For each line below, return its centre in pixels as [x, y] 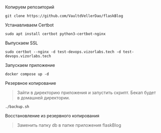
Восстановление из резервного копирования [52, 116]
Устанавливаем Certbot [30, 25]
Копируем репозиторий [30, 7]
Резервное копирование [30, 83]
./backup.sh [17, 107]
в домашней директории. [43, 98]
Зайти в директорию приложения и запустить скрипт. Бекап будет [86, 93]
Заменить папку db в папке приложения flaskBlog [69, 125]
